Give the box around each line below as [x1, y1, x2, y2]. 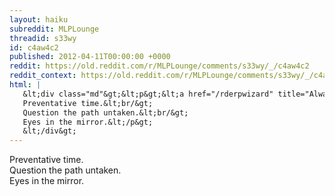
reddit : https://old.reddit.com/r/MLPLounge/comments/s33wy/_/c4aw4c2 [9, 61, 310, 71]
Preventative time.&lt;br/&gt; [22, 98, 154, 108]
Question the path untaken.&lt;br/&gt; [22, 107, 189, 118]
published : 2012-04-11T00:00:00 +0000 [9, 52, 171, 62]
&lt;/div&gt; [22, 126, 77, 136]
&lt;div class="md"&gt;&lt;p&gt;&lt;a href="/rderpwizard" [22, 89, 274, 99]
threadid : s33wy [9, 33, 77, 43]
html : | [9, 80, 42, 90]
